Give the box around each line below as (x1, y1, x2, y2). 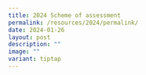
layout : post (8, 33, 51, 41)
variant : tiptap (8, 55, 61, 63)
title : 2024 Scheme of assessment (8, 11, 122, 20)
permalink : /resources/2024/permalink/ (8, 19, 139, 27)
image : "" (8, 48, 41, 55)
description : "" (8, 41, 61, 48)
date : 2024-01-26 (8, 26, 65, 34)
